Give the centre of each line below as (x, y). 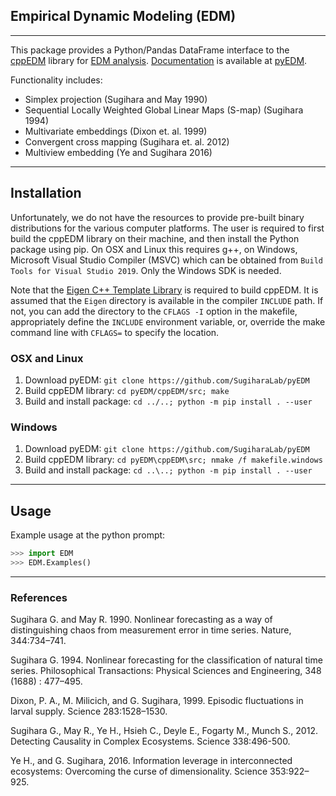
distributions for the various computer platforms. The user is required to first (167, 228)
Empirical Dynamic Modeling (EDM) (123, 16)
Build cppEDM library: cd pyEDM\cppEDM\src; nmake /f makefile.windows (173, 460)
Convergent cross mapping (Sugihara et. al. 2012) (127, 141)
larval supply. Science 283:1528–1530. (89, 711)
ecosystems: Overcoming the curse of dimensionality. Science (139, 771)
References (39, 597)
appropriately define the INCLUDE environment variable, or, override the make (168, 321)
